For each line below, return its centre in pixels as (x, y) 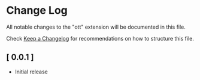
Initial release (31, 72)
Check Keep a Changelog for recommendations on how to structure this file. (100, 38)
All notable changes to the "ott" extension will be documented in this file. (96, 27)
